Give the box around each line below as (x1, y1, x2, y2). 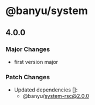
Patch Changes (5, 73, 50, 81)
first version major (13, 58, 59, 65)
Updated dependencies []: (13, 86, 78, 93)
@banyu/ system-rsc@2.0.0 (22, 93, 89, 100)
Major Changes (5, 45, 50, 53)
